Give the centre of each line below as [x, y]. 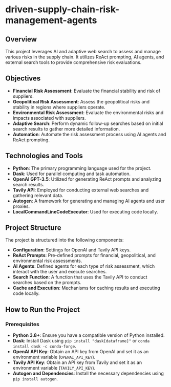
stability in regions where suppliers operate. [59, 107]
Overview [21, 39]
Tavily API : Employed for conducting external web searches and [81, 190]
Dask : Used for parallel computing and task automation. [72, 174]
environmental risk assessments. [47, 261]
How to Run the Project [43, 309]
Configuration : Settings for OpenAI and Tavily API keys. [72, 250]
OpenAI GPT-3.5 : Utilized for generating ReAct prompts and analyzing [87, 179]
